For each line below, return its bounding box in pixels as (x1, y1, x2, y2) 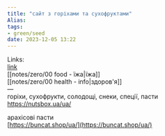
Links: (7, 55, 24, 63)
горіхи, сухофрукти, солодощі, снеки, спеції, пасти (7, 92, 159, 101)
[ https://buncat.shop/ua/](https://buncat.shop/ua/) (7, 121, 152, 129)
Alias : (7, 17, 26, 24)
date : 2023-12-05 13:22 (7, 36, 77, 43)
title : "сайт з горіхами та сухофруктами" (7, 10, 132, 17)
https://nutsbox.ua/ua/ (7, 100, 72, 108)
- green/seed (7, 29, 45, 37)
